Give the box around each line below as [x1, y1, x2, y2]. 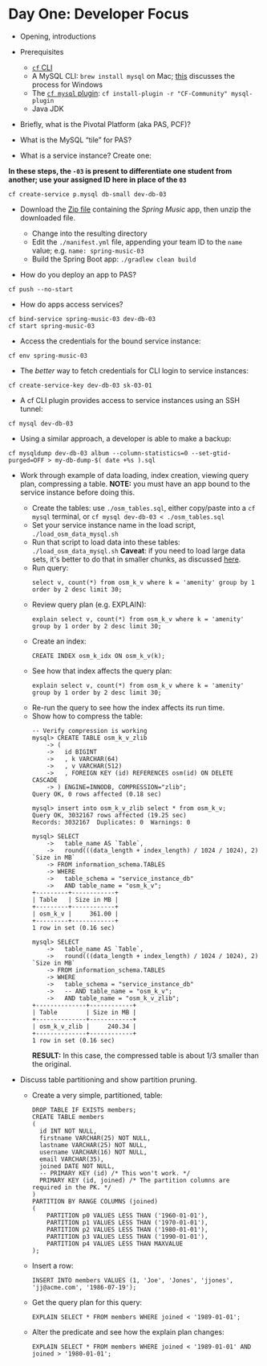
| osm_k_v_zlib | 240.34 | [31, 1022, 137, 1031]
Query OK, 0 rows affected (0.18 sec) [31, 790, 162, 798]
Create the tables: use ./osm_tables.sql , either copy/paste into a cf [31, 503, 256, 512]
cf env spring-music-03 [8, 352, 88, 360]
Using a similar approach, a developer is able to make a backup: [19, 434, 232, 443]
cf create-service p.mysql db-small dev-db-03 [8, 190, 167, 198]
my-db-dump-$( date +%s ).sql [55, 456, 156, 464]
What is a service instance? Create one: [19, 150, 152, 160]
